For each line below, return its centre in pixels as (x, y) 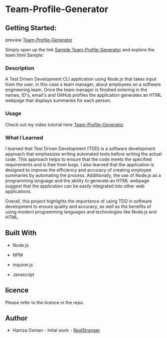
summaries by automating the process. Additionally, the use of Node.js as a (83, 175)
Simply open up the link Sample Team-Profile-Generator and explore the (80, 50)
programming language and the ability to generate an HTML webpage (77, 180)
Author (16, 318)
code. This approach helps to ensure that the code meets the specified (78, 159)
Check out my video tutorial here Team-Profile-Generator (64, 124)
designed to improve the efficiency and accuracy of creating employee (78, 170)
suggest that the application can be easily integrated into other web (75, 186)
